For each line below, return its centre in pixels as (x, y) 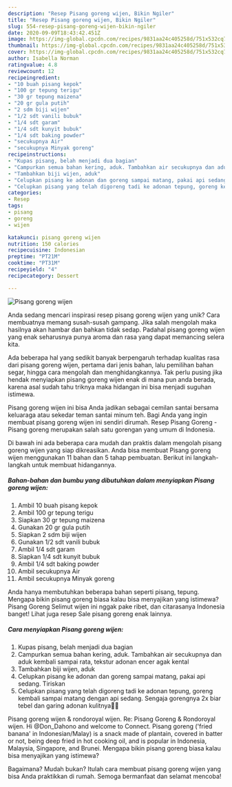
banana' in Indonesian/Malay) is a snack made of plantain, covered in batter (115, 733)
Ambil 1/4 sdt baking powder (58, 564)
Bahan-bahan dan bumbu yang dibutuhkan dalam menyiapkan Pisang (111, 480)
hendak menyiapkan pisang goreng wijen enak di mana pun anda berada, (112, 379)
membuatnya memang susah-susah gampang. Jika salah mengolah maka (112, 322)
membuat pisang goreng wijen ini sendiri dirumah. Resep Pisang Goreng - (113, 422)
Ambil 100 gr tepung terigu (55, 512)
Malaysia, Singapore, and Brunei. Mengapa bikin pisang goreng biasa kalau (114, 748)
